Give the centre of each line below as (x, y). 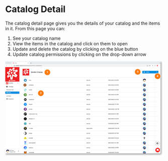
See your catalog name (36, 38)
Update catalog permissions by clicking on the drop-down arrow (79, 54)
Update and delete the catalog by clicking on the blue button (75, 49)
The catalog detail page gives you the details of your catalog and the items (83, 23)
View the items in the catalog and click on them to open (70, 43)
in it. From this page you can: (35, 28)
